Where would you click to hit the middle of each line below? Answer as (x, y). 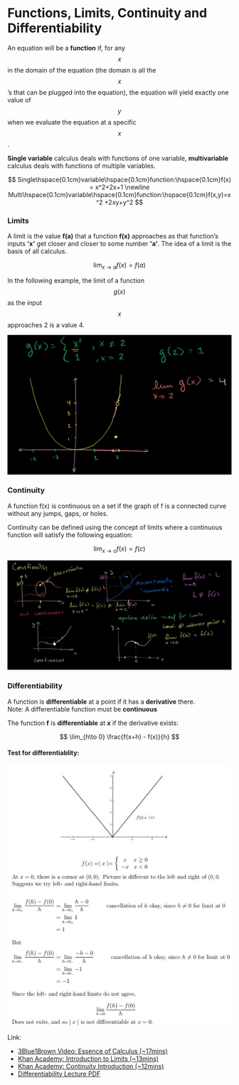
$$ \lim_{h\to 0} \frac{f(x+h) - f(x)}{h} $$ (119, 736)
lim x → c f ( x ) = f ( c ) (119, 549)
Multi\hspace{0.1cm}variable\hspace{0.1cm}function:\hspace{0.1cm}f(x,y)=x (119, 194)
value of (20, 100)
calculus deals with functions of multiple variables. (81, 166)
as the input (25, 303)
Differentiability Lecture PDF (59, 1074)
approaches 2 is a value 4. (46, 325)
